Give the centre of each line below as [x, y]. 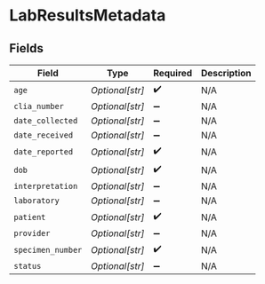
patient [30, 217]
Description [226, 73]
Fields [27, 48]
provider [32, 233]
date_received [44, 135]
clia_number [39, 106]
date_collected [46, 121]
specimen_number [48, 250]
